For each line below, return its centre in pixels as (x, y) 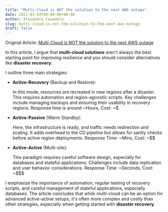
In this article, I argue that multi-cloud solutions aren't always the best (78, 52)
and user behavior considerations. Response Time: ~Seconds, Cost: (83, 168)
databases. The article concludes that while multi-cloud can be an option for (84, 193)
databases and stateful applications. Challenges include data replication (87, 162)
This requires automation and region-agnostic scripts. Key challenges (84, 97)
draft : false (19, 28)
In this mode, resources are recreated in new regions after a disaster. (84, 92)
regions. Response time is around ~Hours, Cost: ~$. (66, 108)
